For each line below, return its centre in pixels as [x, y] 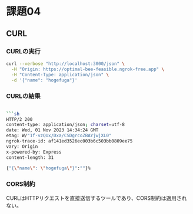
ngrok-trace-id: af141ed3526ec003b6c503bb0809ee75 [69, 141]
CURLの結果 [24, 96]
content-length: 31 [30, 157]
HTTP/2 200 [19, 119]
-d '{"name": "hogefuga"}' [44, 80]
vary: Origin [22, 147]
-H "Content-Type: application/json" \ [60, 74]
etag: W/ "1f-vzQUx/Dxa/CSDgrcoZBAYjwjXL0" [59, 136]
